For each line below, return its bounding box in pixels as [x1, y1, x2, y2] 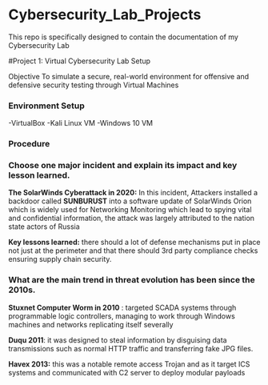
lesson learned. [8, 170, 70, 181]
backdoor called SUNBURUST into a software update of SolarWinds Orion [8, 196, 252, 206]
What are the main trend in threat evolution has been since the [8, 275, 255, 286]
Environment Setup [8, 100, 86, 111]
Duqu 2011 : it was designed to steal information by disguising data [8, 335, 227, 345]
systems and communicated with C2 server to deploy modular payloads [8, 367, 246, 377]
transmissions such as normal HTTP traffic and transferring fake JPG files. [8, 343, 254, 353]
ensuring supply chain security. [8, 255, 112, 264]
